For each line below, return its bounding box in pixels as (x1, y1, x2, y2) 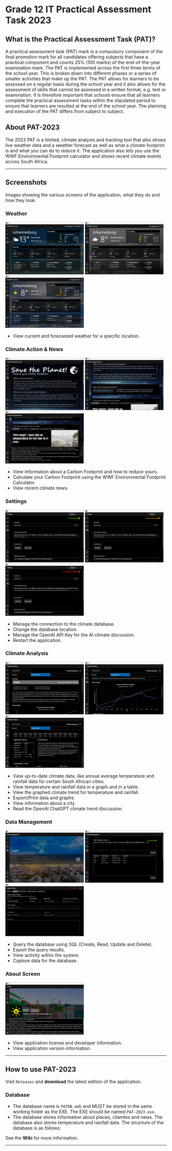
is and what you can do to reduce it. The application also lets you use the (5, 147, 160, 154)
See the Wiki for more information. (5, 1135, 78, 1141)
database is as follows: (12, 1125, 61, 1131)
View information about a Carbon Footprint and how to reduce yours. (12, 468, 158, 475)
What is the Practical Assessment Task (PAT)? (5, 35, 156, 44)
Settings (5, 498, 27, 505)
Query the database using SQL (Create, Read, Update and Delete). (12, 941, 153, 948)
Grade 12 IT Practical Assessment (5, 4, 152, 15)
